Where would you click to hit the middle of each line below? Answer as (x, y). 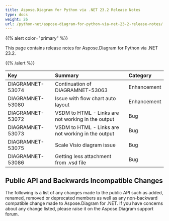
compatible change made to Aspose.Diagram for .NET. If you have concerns (84, 203)
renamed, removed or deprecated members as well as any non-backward (81, 198)
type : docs (17, 15)
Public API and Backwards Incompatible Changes (84, 180)
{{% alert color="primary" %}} (37, 38)
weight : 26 (17, 19)
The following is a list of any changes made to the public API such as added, (84, 193)
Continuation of (73, 84)
